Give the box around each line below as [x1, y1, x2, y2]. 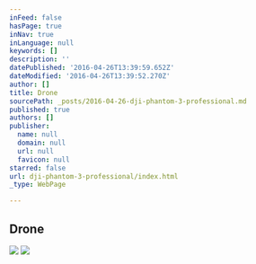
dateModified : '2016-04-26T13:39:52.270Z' [9, 72, 171, 81]
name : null [17, 130, 58, 139]
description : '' [9, 55, 70, 64]
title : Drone [9, 88, 58, 97]
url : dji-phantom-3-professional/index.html [9, 172, 179, 180]
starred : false [9, 163, 66, 172]
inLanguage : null [9, 38, 75, 48]
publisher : [9, 122, 50, 131]
